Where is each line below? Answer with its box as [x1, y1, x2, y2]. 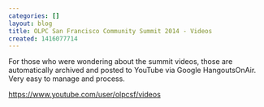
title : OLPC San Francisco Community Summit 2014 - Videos [8, 27, 213, 35]
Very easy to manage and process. [8, 74, 126, 83]
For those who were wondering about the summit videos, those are [8, 57, 233, 66]
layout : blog [8, 19, 53, 28]
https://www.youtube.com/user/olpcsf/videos [8, 90, 161, 100]
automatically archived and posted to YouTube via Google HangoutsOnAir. [8, 66, 257, 75]
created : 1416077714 [8, 34, 79, 43]
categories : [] [8, 11, 60, 20]
